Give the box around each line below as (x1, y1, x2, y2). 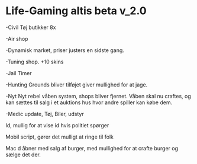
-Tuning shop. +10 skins (5, 58, 64, 65)
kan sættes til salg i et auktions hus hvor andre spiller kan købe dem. (5, 99, 173, 106)
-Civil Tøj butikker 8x (5, 24, 56, 31)
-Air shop (5, 35, 28, 42)
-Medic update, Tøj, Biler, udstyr (5, 110, 84, 117)
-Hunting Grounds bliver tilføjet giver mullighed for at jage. (5, 81, 148, 88)
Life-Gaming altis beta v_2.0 (5, 4, 147, 18)
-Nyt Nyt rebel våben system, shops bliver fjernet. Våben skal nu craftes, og (5, 92, 191, 99)
